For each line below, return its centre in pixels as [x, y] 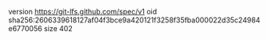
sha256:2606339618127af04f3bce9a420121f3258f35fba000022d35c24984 [134, 20]
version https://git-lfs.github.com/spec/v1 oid [83, 12]
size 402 [58, 28]
